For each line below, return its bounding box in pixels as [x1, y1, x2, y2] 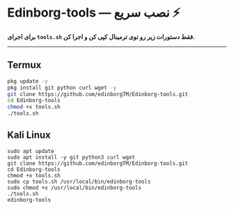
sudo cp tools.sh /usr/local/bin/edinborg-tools [7, 178, 151, 185]
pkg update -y [7, 77, 49, 85]
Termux [7, 59, 42, 71]
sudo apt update [7, 147, 54, 154]
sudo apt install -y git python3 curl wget [7, 154, 136, 161]
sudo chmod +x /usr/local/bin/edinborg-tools [7, 184, 141, 191]
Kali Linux [7, 129, 51, 141]
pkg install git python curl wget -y [7, 84, 117, 91]
